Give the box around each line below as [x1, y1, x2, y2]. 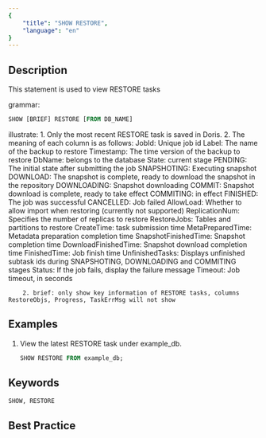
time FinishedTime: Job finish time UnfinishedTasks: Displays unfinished [8, 248, 245, 257]
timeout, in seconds [8, 273, 73, 283]
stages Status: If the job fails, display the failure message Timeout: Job [8, 264, 241, 275]
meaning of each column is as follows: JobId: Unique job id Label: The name [8, 138, 258, 147]
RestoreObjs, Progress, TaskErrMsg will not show [8, 295, 176, 303]
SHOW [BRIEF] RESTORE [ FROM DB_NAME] [8, 115, 133, 123]
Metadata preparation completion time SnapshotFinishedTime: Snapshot [8, 231, 246, 241]
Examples [8, 318, 58, 331]
